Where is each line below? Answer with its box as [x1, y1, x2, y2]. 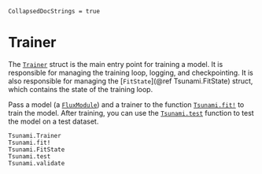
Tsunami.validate [8, 159, 65, 167]
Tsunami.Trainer [8, 131, 61, 139]
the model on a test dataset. [8, 117, 99, 126]
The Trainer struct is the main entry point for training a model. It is [8, 59, 223, 68]
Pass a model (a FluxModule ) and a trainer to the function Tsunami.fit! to [8, 99, 245, 109]
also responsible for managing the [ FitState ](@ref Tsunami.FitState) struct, [8, 76, 253, 86]
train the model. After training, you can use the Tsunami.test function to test [8, 108, 254, 117]
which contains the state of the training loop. [8, 84, 153, 94]
